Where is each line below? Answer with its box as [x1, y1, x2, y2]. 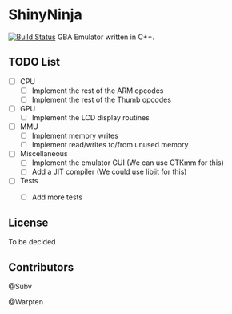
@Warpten [8, 297, 44, 307]
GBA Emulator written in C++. [57, 32, 154, 42]
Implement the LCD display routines [31, 113, 150, 122]
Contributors [8, 260, 74, 274]
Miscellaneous [19, 149, 68, 159]
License [8, 215, 49, 229]
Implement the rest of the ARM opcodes [31, 86, 164, 95]
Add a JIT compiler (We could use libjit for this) [31, 167, 187, 177]
